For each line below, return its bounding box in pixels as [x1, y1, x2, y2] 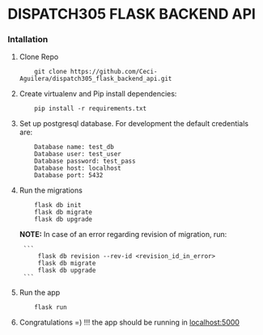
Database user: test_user [34, 151, 122, 159]
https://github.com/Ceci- [70, 68, 158, 76]
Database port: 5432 [34, 172, 104, 180]
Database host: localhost [34, 164, 122, 172]
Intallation [7, 34, 49, 45]
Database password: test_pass [34, 157, 136, 166]
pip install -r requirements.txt [34, 104, 147, 113]
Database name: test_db [34, 143, 114, 151]
